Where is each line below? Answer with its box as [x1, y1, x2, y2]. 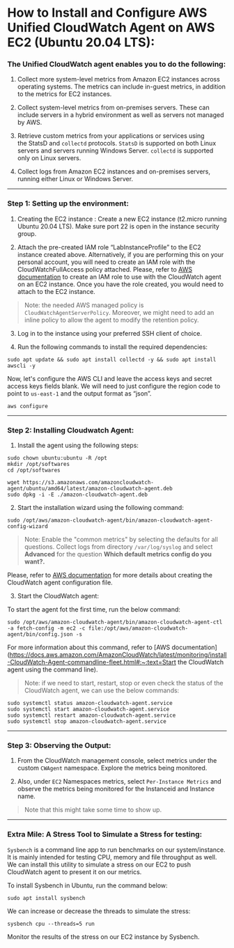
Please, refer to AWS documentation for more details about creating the [7, 571, 212, 580]
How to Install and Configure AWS [7, 5, 208, 21]
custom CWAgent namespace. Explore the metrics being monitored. [17, 764, 208, 772]
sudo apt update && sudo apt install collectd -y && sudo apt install [7, 356, 217, 363]
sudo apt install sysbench [7, 894, 86, 901]
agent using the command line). [7, 665, 98, 674]
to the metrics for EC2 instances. [17, 90, 112, 98]
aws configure [7, 403, 49, 410]
